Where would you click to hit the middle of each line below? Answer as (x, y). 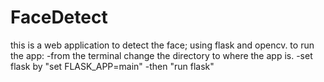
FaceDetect (59, 17)
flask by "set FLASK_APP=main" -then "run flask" (112, 66)
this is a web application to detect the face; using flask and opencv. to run (162, 45)
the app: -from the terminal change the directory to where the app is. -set (161, 55)
